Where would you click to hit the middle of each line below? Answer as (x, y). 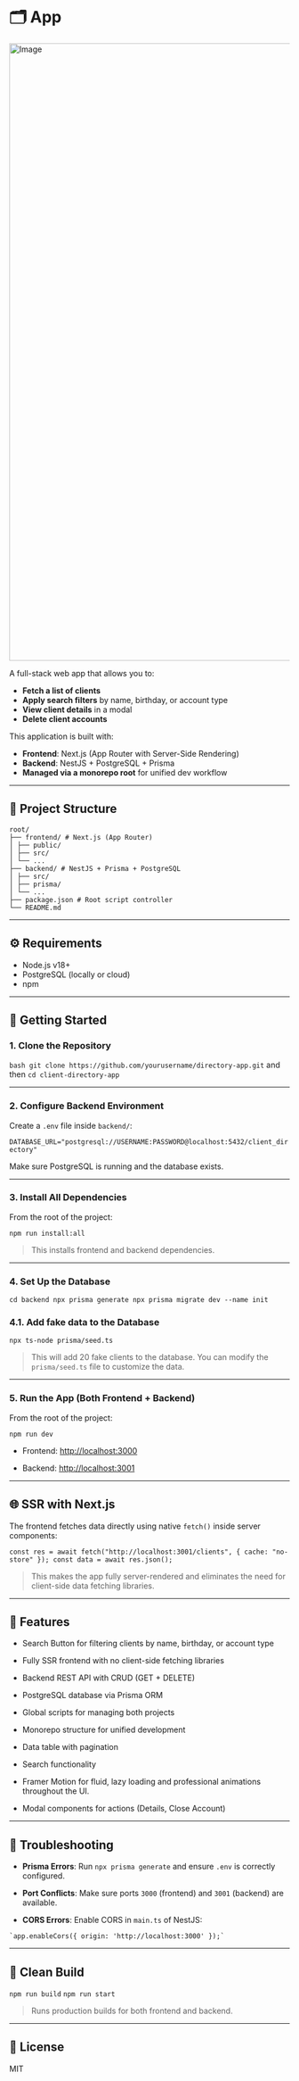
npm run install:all (48, 1233)
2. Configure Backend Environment (87, 1106)
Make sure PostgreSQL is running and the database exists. (117, 1166)
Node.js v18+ (46, 965)
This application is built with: (61, 736)
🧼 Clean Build (47, 1972)
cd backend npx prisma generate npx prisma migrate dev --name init (139, 1300)
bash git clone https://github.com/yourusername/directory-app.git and (145, 1065)
